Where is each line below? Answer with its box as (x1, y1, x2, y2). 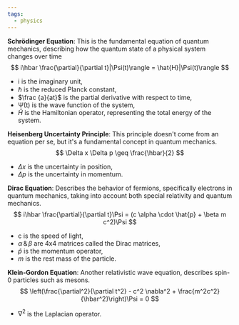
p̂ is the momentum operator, (17, 246, 103, 255)
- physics (14, 17, 43, 24)
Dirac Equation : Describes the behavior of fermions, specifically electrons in (7, 184, 233, 192)
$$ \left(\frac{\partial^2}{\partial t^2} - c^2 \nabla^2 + (19, 286, 177, 295)
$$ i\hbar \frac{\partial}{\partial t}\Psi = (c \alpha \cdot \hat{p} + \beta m (13, 210, 227, 219)
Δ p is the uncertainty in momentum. (17, 169, 123, 179)
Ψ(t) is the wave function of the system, (17, 101, 136, 109)
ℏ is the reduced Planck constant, (17, 85, 117, 94)
